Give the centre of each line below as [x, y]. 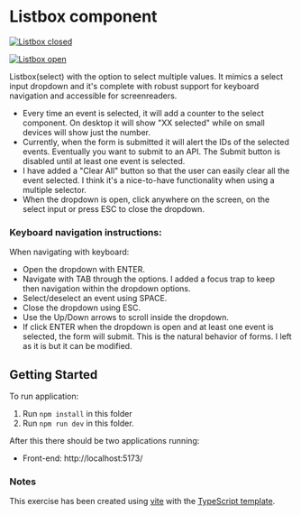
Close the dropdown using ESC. [82, 308]
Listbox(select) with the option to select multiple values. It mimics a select [146, 76]
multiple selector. [55, 189]
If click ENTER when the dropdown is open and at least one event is [148, 327]
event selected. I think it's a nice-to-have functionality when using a [148, 180]
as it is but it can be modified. [77, 346]
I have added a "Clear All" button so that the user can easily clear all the [156, 170]
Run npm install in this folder [77, 414]
